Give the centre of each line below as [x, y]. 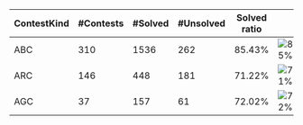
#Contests [101, 23]
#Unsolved [201, 23]
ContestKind [41, 23]
